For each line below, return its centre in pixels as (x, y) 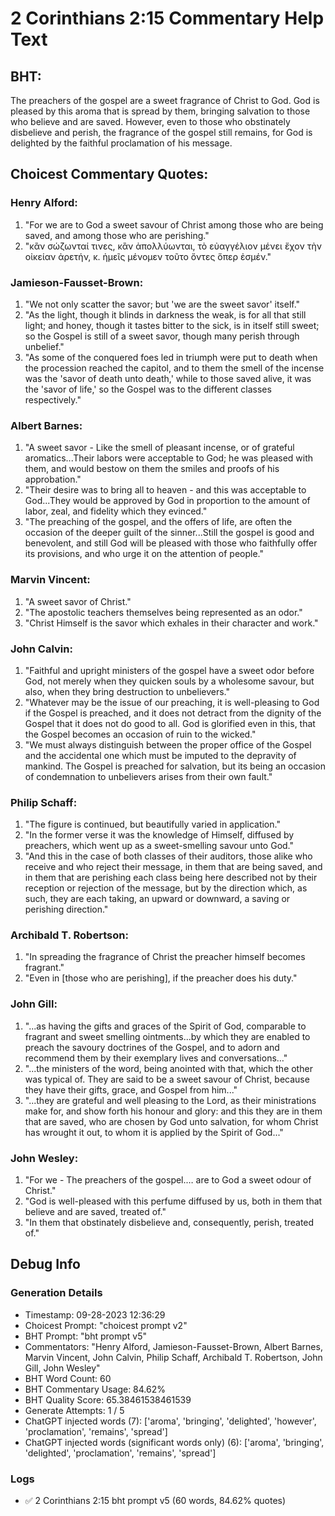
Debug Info (45, 1264)
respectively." (53, 399)
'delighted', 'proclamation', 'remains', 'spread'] (120, 1453)
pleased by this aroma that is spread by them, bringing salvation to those (160, 111)
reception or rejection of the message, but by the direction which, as (166, 888)
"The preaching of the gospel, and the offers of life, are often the (158, 522)
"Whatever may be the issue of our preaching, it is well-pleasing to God (172, 702)
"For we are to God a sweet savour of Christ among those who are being (174, 224)
